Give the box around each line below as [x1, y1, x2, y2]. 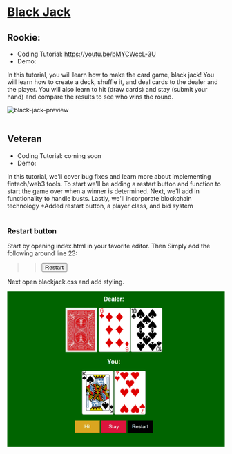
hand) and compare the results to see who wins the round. [7, 92, 174, 101]
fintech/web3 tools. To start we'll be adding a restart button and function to [7, 179, 221, 188]
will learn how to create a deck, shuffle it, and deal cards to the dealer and [7, 78, 219, 86]
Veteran [7, 133, 43, 145]
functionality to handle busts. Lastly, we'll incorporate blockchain [7, 194, 192, 202]
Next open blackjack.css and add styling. [7, 277, 124, 286]
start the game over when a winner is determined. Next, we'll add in [7, 187, 200, 195]
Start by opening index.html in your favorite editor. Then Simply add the [7, 242, 211, 250]
